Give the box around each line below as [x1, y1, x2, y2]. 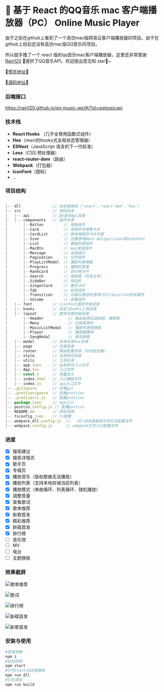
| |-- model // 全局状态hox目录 [5, 339, 89, 344]
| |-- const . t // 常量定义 [5, 372, 74, 377]
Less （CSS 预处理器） [12, 149, 59, 156]
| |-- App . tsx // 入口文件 [5, 367, 74, 372]
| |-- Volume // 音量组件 [5, 297, 86, 302]
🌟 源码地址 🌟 [5, 79, 29, 85]
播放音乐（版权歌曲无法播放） [12, 473, 74, 480]
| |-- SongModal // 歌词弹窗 [5, 335, 90, 340]
